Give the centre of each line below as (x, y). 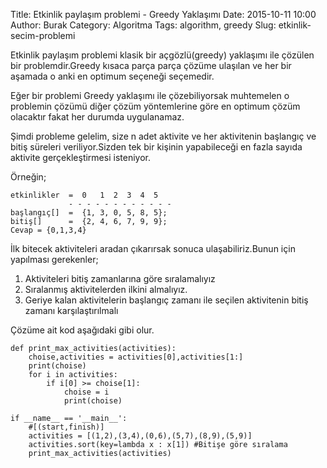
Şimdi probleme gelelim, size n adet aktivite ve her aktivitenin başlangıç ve (163, 136)
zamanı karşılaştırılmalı (71, 310)
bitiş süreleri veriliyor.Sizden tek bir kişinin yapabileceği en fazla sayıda (156, 147)
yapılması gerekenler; (54, 259)
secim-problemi (43, 35)
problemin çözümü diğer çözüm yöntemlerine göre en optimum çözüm (155, 106)
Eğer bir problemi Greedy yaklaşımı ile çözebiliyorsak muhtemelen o (150, 95)
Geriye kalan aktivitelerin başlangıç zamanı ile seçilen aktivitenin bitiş (166, 300)
